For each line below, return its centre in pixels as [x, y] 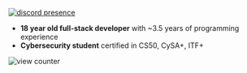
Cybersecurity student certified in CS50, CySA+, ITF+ [112, 45]
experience [39, 37]
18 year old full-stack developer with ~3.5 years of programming [130, 28]
